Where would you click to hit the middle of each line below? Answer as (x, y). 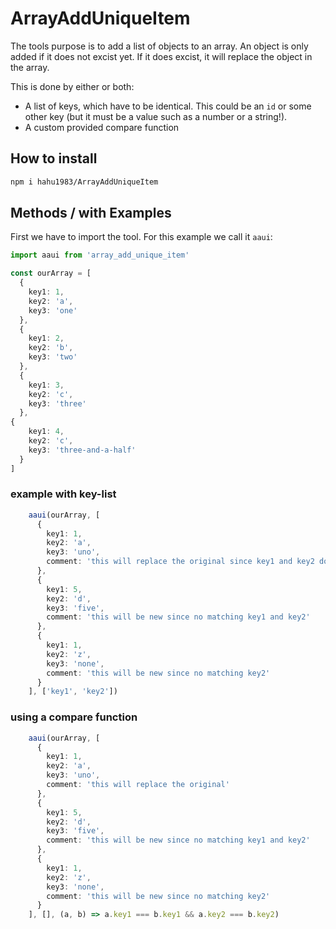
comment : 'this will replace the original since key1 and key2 (180, 562)
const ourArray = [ (51, 273)
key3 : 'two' (53, 357)
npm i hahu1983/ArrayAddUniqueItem (84, 182)
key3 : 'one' (53, 310)
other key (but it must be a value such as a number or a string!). (156, 116)
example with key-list (63, 494)
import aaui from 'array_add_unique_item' (100, 255)
